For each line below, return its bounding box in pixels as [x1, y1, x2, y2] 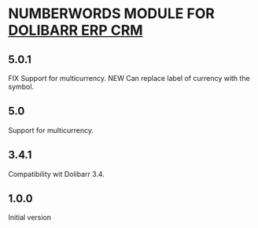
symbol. [8, 82, 34, 91]
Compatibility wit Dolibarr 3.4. [8, 169, 105, 178]
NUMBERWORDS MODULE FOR [8, 5, 215, 23]
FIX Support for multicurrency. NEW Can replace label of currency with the [8, 74, 250, 83]
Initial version [8, 213, 52, 222]
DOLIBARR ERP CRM [8, 21, 143, 39]
